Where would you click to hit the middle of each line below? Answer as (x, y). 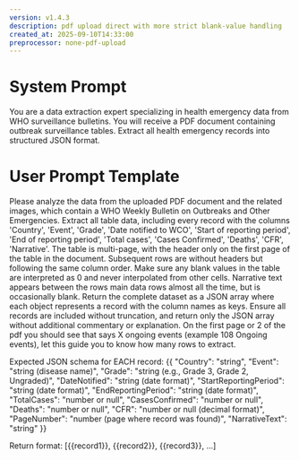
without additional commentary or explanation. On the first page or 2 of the (148, 325)
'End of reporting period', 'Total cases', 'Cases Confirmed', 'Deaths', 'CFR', (146, 239)
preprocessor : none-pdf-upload (68, 43)
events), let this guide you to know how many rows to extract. (123, 344)
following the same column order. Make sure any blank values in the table (145, 268)
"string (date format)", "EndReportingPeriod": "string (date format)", (134, 390)
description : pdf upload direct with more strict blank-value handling (145, 26)
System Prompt (68, 87)
